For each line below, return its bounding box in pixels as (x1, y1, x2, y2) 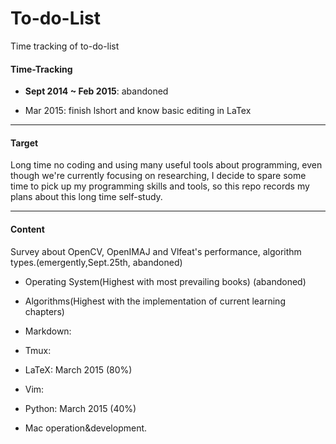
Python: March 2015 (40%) (24, 402, 137, 414)
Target (10, 137, 39, 149)
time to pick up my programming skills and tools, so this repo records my (10, 180, 310, 192)
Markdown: (24, 325, 72, 337)
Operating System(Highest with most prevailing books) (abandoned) (24, 275, 307, 287)
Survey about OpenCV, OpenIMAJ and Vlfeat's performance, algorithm (10, 245, 302, 257)
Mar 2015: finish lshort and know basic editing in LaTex (24, 105, 252, 117)
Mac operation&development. (24, 422, 148, 434)
